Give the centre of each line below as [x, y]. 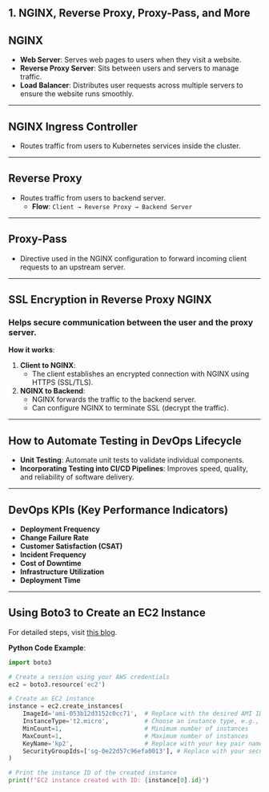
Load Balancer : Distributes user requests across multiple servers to [131, 85]
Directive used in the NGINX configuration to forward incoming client [133, 258]
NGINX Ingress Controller [73, 126]
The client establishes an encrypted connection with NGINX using [141, 374]
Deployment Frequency [60, 529]
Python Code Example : [47, 648]
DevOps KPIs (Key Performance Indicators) [118, 509]
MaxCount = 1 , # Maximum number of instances [136, 736]
